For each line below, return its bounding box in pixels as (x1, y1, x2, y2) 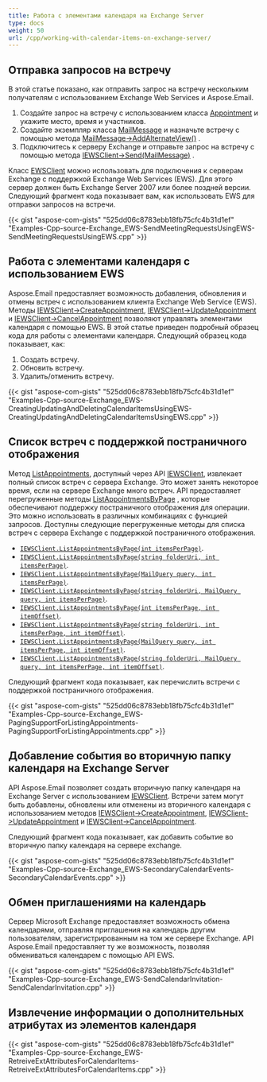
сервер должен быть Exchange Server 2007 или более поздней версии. (8, 183, 252, 192)
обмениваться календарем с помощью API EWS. (8, 951, 175, 960)
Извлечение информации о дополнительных (8, 1006, 245, 1019)
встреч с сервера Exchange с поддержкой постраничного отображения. (8, 528, 256, 537)
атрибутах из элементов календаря (8, 1018, 197, 1032)
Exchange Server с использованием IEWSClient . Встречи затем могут (8, 791, 244, 801)
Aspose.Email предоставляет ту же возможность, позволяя (8, 942, 210, 952)
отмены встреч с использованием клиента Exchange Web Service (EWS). (8, 297, 257, 306)
